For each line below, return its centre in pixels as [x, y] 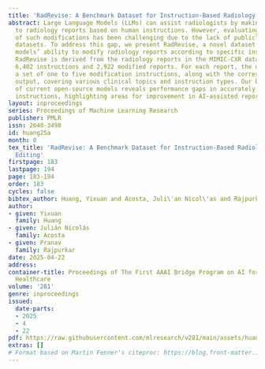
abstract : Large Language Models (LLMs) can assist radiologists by [123, 23]
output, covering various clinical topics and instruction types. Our [134, 81]
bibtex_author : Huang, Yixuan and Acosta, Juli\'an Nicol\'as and [119, 199]
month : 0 [22, 140]
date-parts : [35, 308]
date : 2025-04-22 [37, 257]
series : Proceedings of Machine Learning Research [93, 111]
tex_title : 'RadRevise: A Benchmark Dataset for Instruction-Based [121, 147]
